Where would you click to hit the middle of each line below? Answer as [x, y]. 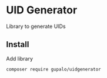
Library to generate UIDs [36, 26]
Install [18, 45]
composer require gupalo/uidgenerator [53, 69]
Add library [20, 58]
